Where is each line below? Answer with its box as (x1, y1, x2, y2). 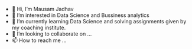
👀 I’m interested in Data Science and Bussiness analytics (11, 12, 149, 19)
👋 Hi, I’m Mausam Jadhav (11, 6, 74, 12)
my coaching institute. (11, 24, 66, 31)
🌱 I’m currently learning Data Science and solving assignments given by (11, 18, 187, 24)
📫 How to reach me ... (11, 37, 67, 44)
